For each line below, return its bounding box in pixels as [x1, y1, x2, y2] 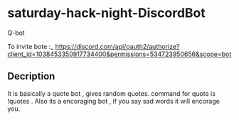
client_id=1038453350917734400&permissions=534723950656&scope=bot [7, 50, 232, 58]
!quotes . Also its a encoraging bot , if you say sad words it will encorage [7, 97, 221, 105]
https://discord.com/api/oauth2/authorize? [55, 42, 180, 50]
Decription [7, 70, 55, 82]
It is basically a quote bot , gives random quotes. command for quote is [7, 89, 216, 97]
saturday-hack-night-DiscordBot [7, 5, 206, 21]
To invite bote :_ [7, 42, 54, 50]
